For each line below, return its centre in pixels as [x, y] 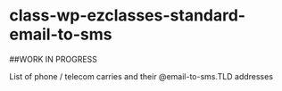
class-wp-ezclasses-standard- [128, 16]
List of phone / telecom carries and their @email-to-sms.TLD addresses [141, 76]
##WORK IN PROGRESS [54, 59]
